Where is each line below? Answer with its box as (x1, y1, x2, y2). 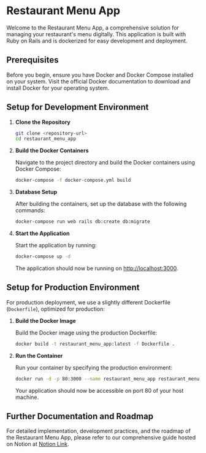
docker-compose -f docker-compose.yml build (15, 177, 131, 184)
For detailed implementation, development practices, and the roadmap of (6, 427, 191, 435)
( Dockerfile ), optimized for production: (6, 305, 105, 312)
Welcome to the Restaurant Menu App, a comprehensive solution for (6, 24, 180, 31)
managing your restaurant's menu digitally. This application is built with (6, 30, 186, 37)
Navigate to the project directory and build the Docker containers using (15, 159, 195, 166)
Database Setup (15, 188, 58, 196)
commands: (15, 207, 45, 214)
